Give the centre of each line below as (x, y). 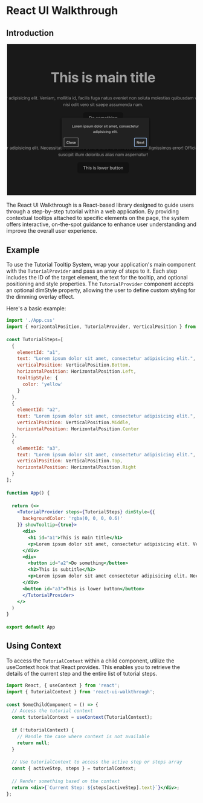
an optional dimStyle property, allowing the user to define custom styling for (101, 290)
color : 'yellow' (43, 384)
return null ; (34, 743)
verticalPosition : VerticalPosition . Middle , (74, 423)
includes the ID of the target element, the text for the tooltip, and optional (97, 278)
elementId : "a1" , (39, 352)
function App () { (28, 493)
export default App (31, 627)
